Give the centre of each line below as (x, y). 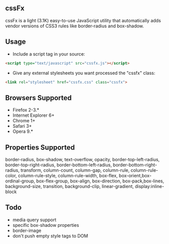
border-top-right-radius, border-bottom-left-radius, (59, 165)
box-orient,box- (135, 176)
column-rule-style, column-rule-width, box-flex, (68, 176)
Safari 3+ (22, 126)
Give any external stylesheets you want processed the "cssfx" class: (84, 73)
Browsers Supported (39, 98)
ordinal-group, (20, 181)
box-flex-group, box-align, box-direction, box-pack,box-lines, (100, 181)
